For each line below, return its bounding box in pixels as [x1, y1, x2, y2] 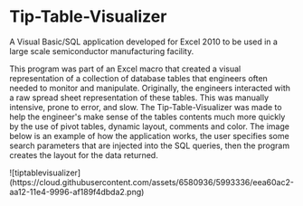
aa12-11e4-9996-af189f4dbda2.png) [9, 186, 145, 197]
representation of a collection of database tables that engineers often [9, 72, 269, 83]
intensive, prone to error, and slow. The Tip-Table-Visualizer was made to [9, 101, 282, 112]
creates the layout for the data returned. [9, 149, 158, 160]
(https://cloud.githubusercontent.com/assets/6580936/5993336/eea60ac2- [9, 176, 294, 187]
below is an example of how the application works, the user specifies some [9, 130, 289, 141]
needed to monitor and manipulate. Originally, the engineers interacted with [9, 82, 291, 93]
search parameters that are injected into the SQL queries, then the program [9, 140, 290, 151]
